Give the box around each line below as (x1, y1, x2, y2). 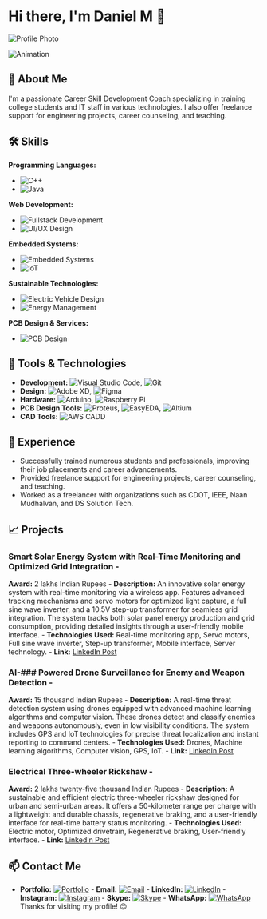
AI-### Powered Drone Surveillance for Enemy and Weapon (8, 667, 245, 678)
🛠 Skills (8, 135, 49, 149)
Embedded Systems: (8, 239, 79, 249)
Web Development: (8, 199, 73, 209)
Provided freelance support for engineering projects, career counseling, (19, 473, 257, 483)
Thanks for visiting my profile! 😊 (19, 901, 128, 911)
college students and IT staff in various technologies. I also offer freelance (8, 102, 253, 111)
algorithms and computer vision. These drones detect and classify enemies (8, 712, 256, 722)
